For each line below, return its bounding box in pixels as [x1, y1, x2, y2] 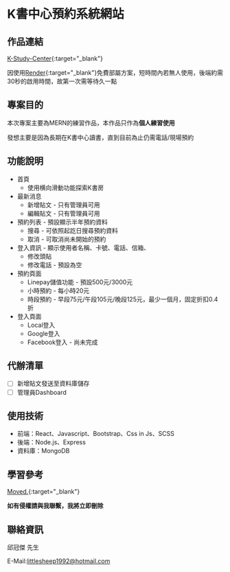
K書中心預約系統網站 [7, 6, 125, 22]
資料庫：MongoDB [16, 447, 70, 455]
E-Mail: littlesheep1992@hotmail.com [7, 557, 111, 565]
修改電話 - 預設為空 [27, 260, 82, 268]
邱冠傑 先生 [7, 543, 39, 551]
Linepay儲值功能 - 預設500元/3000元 [27, 277, 133, 286]
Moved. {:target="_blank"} [7, 488, 80, 496]
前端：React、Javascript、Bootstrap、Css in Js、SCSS [16, 430, 175, 438]
